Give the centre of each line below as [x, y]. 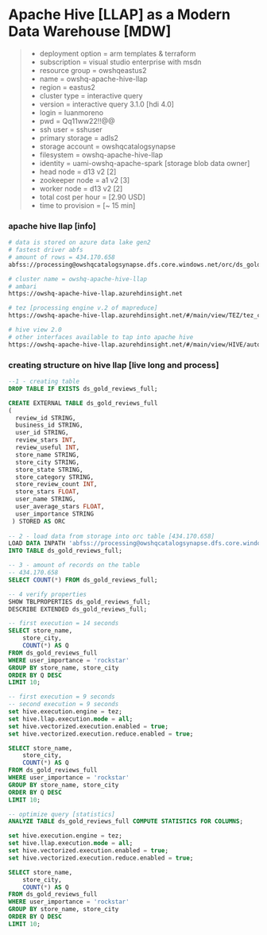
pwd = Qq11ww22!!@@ [77, 121]
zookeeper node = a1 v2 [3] [85, 180]
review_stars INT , [46, 440]
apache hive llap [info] [52, 226]
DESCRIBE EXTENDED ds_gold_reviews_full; [78, 609]
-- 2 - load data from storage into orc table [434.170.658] [112, 536]
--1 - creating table [44, 382]
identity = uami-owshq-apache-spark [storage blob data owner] [145, 163]
